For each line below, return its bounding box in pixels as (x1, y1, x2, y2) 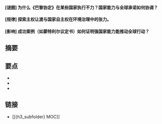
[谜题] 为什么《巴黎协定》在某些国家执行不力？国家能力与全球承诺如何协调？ (5, 4, 158, 10)
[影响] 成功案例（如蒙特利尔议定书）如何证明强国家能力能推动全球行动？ (5, 28, 149, 34)
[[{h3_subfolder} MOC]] (12, 114, 60, 120)
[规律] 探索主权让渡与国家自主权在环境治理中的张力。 (5, 16, 112, 22)
